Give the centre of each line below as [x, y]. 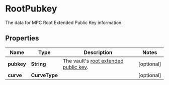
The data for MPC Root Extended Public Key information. [64, 22]
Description [98, 52]
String [38, 64]
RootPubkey [31, 9]
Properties [22, 38]
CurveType [45, 75]
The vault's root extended [93, 60]
